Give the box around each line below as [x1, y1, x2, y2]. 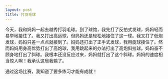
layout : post [5, 7, 32, 12]
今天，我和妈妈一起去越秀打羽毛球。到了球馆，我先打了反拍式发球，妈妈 [5, 26, 154, 32]
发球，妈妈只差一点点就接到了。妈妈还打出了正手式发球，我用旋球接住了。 [5, 38, 158, 45]
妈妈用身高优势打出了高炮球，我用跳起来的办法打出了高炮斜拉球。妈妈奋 [9, 45, 158, 51]
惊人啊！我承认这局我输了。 [9, 57, 66, 63]
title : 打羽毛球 [5, 12, 36, 17]
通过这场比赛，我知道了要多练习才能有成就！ [5, 68, 97, 74]
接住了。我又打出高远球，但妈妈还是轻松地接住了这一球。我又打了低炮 [18, 32, 163, 38]
